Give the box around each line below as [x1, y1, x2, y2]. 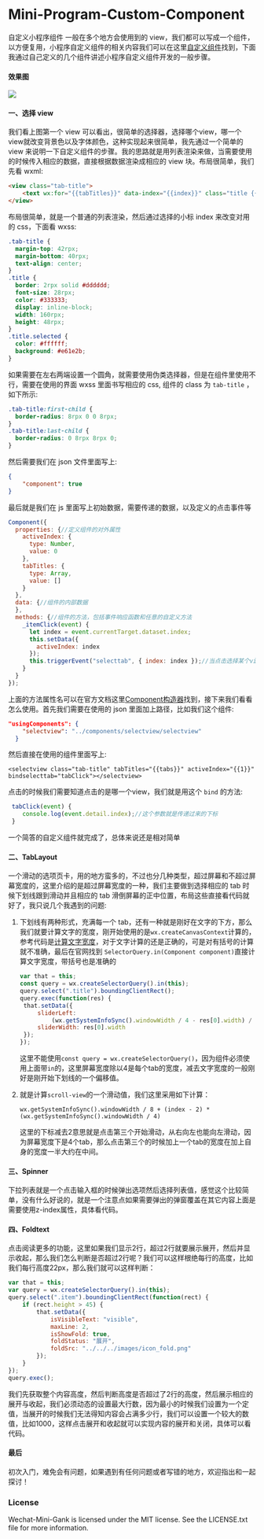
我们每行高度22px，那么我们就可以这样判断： [8, 1263, 156, 1272]
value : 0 [28, 548, 58, 555]
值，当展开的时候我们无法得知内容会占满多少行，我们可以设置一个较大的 [8, 1408, 242, 1418]
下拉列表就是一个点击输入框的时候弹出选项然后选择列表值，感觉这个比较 [8, 1186, 242, 1195]
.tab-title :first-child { [8, 405, 93, 413]
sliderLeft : [37, 1009, 77, 1017]
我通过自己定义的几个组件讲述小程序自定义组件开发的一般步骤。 [8, 52, 214, 61]
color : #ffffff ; [15, 340, 68, 348]
